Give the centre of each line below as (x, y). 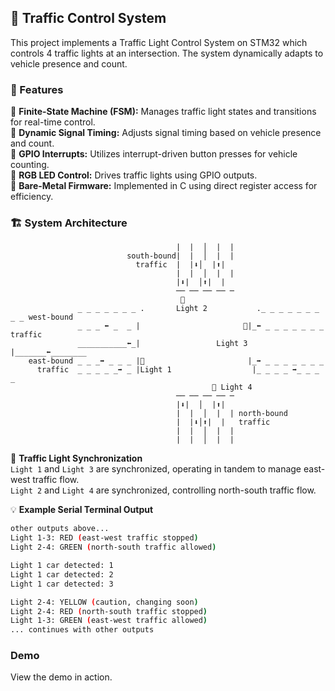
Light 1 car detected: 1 (62, 566)
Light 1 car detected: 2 (62, 574)
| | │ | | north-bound (231, 414)
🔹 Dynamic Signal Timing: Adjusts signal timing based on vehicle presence (166, 133)
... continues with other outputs (82, 630)
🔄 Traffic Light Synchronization (76, 458)
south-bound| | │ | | (180, 256)
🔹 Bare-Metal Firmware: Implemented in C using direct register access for (164, 186)
